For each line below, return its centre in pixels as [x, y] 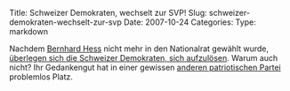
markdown [29, 31]
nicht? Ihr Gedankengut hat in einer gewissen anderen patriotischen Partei [145, 67]
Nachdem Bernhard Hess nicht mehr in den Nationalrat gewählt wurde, [139, 49]
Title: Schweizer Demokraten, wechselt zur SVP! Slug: [108, 13]
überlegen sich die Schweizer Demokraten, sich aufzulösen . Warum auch [144, 58]
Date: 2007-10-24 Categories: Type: [189, 22]
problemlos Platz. [41, 77]
